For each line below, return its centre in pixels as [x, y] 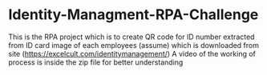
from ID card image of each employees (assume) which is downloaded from [133, 45]
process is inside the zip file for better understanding [96, 62]
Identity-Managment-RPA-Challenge [133, 15]
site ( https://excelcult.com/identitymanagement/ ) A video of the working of [132, 53]
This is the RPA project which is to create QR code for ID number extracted [131, 37]
